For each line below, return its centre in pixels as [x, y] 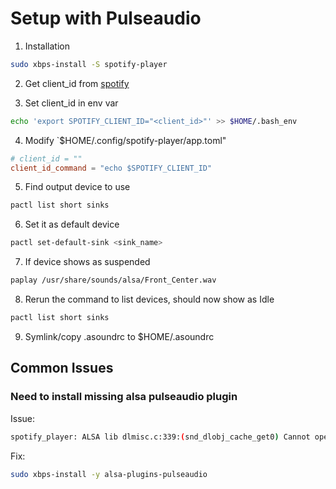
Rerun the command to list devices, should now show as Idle [149, 299]
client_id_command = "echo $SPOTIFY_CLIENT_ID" [111, 168]
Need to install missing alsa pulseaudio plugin [124, 397]
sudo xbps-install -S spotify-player [89, 64]
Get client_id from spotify [77, 83]
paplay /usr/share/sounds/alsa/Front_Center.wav [113, 280]
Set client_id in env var [71, 103]
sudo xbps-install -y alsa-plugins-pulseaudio [109, 474]
